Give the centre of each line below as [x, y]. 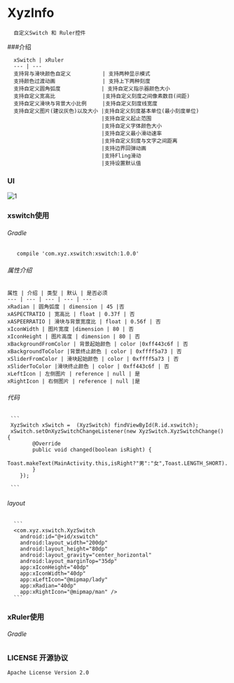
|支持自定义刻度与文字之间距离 [139, 141]
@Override [47, 444]
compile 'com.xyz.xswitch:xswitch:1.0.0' [78, 254]
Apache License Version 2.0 [48, 673]
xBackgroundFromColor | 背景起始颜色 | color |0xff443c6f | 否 [98, 344]
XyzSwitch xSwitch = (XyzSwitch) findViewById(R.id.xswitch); [104, 425]
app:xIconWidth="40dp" [53, 573]
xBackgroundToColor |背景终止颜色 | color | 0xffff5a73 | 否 [95, 351]
